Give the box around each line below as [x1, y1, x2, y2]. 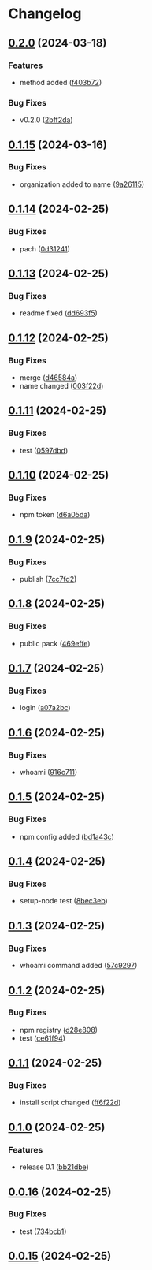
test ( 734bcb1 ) [19, 1227, 67, 1236]
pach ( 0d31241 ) [19, 244, 71, 253]
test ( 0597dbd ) [19, 445, 69, 455]
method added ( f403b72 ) [19, 77, 102, 87]
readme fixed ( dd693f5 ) [19, 308, 98, 318]
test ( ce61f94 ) [19, 1034, 65, 1043]
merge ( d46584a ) [19, 372, 78, 382]
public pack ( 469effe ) [19, 639, 91, 648]
